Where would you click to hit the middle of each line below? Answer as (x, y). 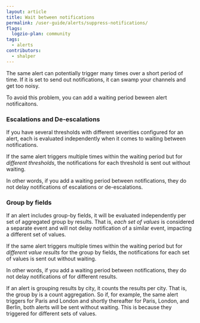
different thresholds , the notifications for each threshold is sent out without (98, 162)
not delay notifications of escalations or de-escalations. (75, 187)
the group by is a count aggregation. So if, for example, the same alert (92, 295)
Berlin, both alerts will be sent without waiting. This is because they (89, 307)
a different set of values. (36, 235)
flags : (14, 28)
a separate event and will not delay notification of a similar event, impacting (99, 228)
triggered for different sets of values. (52, 313)
